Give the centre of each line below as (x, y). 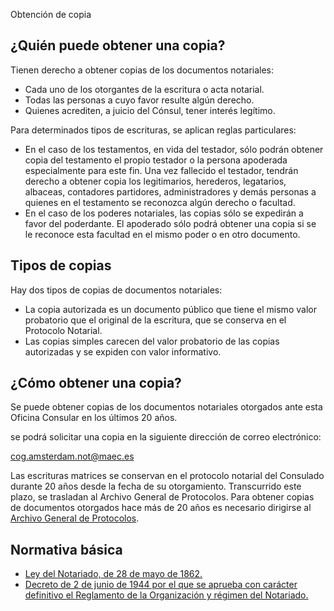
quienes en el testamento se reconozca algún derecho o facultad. (160, 202)
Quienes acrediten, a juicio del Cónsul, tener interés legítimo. (150, 110)
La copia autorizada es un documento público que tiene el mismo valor (170, 309)
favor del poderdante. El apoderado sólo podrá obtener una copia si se (170, 223)
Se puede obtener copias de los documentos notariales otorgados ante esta (166, 407)
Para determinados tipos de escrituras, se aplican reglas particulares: (153, 130)
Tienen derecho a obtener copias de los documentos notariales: (142, 70)
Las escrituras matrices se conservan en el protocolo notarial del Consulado (167, 476)
